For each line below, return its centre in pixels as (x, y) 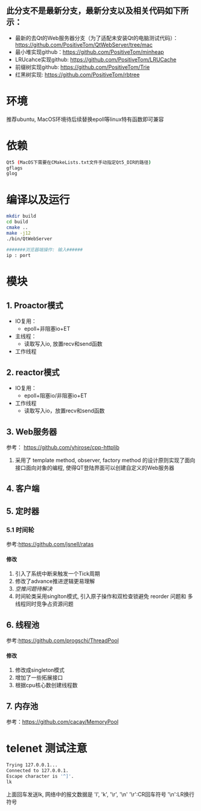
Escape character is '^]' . (40, 776)
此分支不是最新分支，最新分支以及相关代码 (85, 11)
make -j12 (19, 233)
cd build (17, 222)
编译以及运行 (38, 200)
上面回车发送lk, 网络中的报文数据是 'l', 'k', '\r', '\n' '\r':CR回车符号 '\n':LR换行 (101, 794)
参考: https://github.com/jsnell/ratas (50, 544)
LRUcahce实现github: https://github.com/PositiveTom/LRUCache (96, 59)
